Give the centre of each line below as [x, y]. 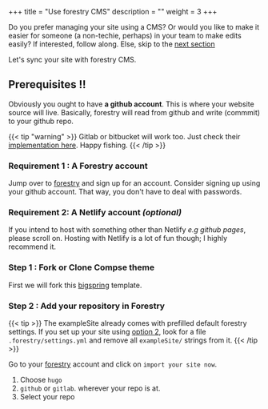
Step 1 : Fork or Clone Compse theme [81, 267]
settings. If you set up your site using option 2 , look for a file [107, 332]
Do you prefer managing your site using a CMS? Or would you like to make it [134, 27]
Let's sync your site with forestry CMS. [72, 60]
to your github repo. [41, 121]
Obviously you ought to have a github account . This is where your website [131, 104]
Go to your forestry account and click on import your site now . [113, 364]
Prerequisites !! [47, 84]
